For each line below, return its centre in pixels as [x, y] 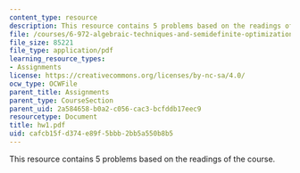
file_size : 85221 [42, 42]
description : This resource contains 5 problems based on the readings [145, 26]
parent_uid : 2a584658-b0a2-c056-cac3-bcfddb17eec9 [105, 109]
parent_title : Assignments [59, 92]
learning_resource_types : [57, 59]
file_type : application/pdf [62, 51]
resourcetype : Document [54, 117]
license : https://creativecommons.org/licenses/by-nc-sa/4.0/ [127, 76]
